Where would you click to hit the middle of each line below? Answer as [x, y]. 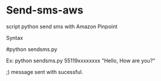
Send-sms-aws [45, 10]
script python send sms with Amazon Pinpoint [62, 26]
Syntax [15, 38]
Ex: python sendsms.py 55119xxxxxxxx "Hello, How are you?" [81, 60]
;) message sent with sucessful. [45, 72]
